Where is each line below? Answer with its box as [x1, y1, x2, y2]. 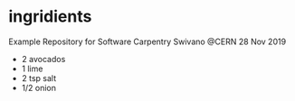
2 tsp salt [21, 72, 57, 83]
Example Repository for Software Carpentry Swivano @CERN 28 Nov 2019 [8, 36, 287, 47]
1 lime [21, 63, 43, 74]
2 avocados [21, 53, 66, 64]
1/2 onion [21, 82, 56, 93]
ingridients [8, 6, 92, 27]
